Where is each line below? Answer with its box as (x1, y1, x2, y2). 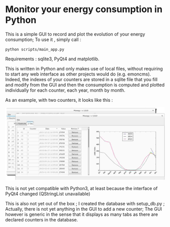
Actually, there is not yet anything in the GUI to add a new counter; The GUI (5, 206, 162, 212)
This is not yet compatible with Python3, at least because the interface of (5, 185, 158, 191)
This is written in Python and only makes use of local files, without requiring (5, 65, 163, 71)
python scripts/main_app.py (5, 47, 65, 52)
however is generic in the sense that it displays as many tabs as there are (5, 211, 158, 217)
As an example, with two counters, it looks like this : (5, 97, 113, 103)
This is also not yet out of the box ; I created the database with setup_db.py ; (5, 200, 165, 206)
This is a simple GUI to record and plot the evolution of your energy (5, 31, 145, 37)
